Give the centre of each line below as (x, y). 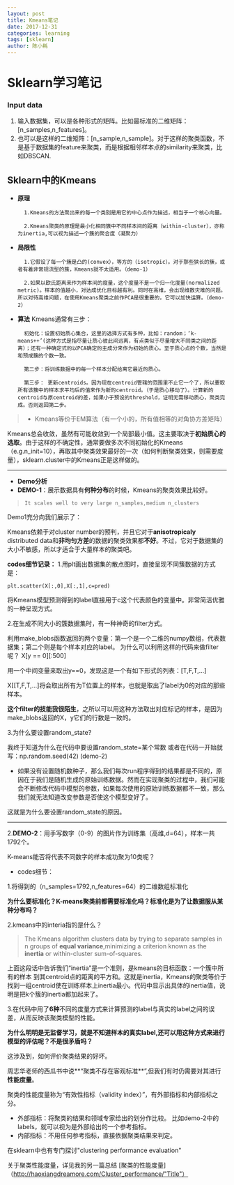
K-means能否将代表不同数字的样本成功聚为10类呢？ (81, 857)
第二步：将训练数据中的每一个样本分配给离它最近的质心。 (94, 370)
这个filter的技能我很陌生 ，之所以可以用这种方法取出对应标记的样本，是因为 (115, 709)
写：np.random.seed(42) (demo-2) (57, 756)
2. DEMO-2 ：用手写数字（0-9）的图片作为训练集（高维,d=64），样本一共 (111, 833)
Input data (25, 105)
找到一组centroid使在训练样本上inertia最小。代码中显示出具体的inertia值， (113, 985)
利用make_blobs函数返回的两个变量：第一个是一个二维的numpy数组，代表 (114, 639)
